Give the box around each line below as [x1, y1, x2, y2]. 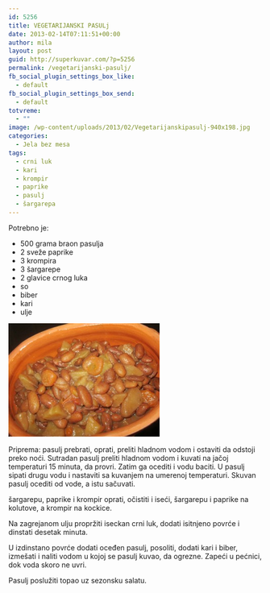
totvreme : [8, 106, 42, 114]
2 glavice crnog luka [19, 272, 89, 282]
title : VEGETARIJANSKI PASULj [8, 21, 110, 30]
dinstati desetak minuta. [8, 527, 89, 537]
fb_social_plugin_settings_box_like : [8, 73, 135, 81]
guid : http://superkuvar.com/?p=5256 [8, 56, 135, 64]
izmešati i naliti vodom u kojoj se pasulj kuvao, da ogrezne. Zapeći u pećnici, [8, 551, 262, 561]
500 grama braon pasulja [19, 238, 104, 248]
